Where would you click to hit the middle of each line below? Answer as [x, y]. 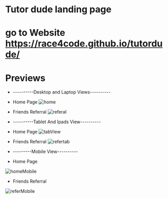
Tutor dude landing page [58, 9]
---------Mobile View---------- [45, 151]
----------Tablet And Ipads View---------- [57, 122]
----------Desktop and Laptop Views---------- [62, 92]
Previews [26, 78]
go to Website [35, 33]
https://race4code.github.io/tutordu [84, 44]
